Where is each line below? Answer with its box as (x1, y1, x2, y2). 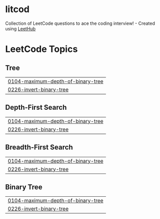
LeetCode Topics (5, 43, 78, 55)
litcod (5, 4, 30, 15)
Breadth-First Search (5, 143, 73, 152)
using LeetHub (5, 25, 36, 31)
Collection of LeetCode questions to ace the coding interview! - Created (5, 20, 155, 26)
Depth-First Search (5, 103, 67, 112)
